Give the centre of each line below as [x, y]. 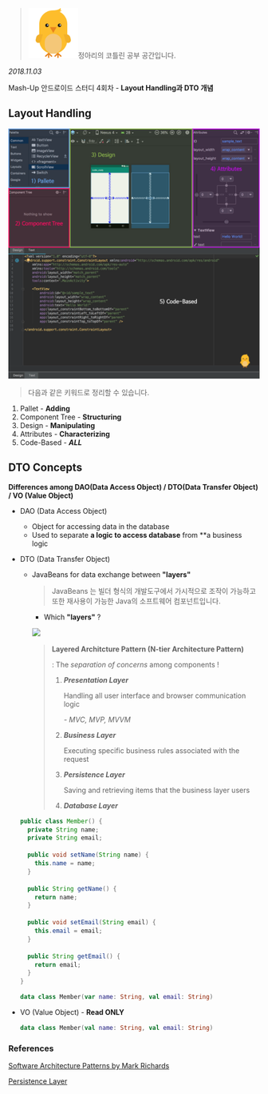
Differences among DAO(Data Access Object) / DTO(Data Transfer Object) [134, 487]
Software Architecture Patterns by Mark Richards [89, 1066]
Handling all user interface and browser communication [155, 695]
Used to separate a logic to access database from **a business [137, 535]
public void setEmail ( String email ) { [92, 923]
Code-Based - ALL [51, 442]
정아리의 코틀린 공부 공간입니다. [127, 55]
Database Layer [91, 805]
